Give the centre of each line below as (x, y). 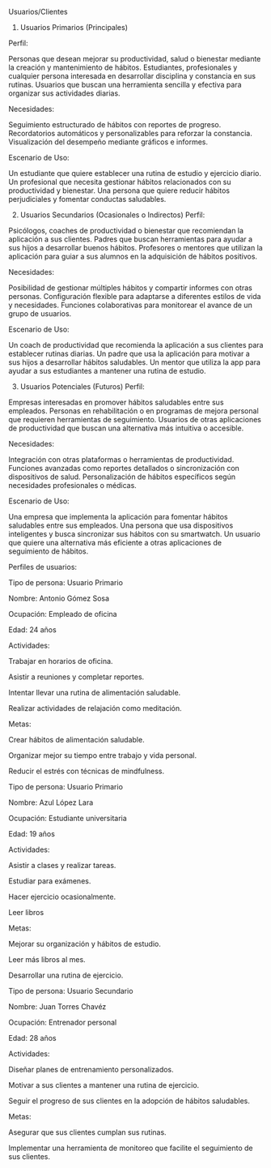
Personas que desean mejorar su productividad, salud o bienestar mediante (135, 59)
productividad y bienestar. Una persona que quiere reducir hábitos (119, 190)
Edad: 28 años (32, 1038)
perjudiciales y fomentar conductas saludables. (87, 199)
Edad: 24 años (32, 630)
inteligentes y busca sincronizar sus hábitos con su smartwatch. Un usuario (134, 534)
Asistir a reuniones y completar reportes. (76, 677)
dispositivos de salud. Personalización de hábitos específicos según (122, 477)
